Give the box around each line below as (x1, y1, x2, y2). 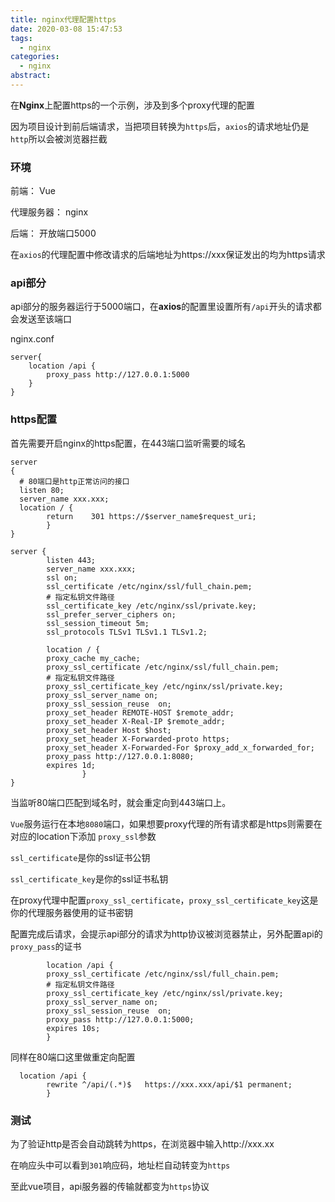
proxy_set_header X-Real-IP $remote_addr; (46, 716, 226, 726)
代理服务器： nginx (10, 206, 89, 218)
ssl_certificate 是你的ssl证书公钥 (10, 851, 151, 863)
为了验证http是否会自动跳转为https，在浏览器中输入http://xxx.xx (10, 1138, 275, 1150)
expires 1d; (46, 760, 97, 770)
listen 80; (19, 485, 65, 495)
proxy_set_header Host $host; (46, 725, 172, 735)
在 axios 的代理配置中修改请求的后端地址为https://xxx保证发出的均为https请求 (10, 249, 326, 261)
